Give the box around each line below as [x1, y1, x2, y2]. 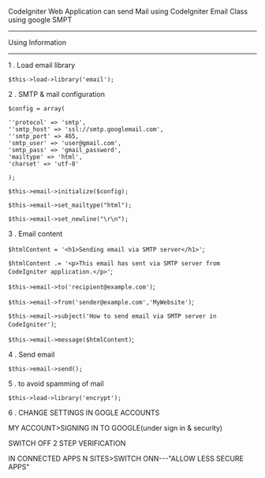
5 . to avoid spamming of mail [8, 379, 104, 388]
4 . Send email [8, 350, 55, 359]
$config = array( [8, 105, 65, 113]
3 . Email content [8, 229, 63, 238]
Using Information [8, 38, 67, 47]
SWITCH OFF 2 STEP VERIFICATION [8, 439, 126, 448]
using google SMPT [8, 15, 73, 24]
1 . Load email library [8, 61, 76, 69]
